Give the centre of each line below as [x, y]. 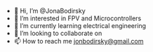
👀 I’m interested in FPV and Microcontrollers [78, 18]
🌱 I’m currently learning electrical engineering [80, 26]
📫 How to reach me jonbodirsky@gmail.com [79, 41]
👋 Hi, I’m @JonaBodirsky [49, 11]
